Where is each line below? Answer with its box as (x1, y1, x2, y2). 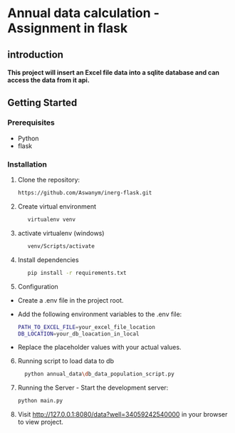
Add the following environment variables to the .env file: (17, 310, 182, 318)
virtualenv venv (27, 216, 76, 224)
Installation (7, 159, 48, 169)
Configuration (17, 282, 58, 291)
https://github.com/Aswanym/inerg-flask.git (17, 189, 152, 197)
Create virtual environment (17, 202, 97, 211)
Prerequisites (7, 118, 55, 127)
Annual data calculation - (7, 5, 160, 21)
